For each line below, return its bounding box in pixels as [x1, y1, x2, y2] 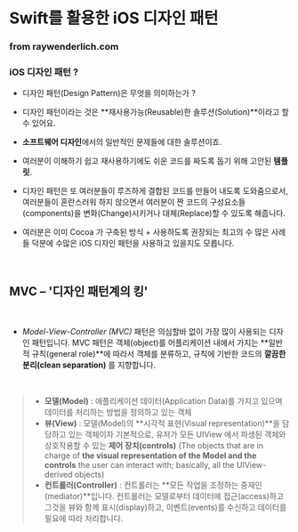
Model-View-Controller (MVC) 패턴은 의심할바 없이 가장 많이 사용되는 [21, 326, 268, 337]
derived [44, 469, 73, 480]
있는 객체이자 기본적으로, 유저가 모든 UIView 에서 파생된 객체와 [68, 429, 286, 440]
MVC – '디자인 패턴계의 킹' [9, 284, 149, 299]
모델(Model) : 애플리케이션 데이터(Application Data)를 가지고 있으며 [44, 396, 283, 407]
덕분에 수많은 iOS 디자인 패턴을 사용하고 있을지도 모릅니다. [31, 238, 235, 249]
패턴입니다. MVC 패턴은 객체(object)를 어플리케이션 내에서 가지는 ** [31, 337, 269, 348]
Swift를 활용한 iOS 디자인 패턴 [9, 8, 219, 28]
